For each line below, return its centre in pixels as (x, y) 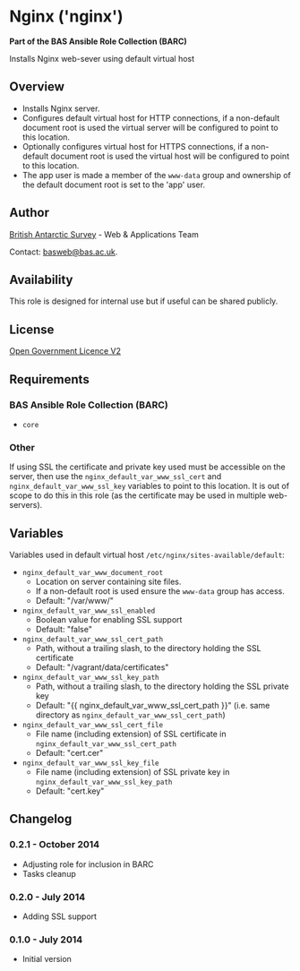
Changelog (41, 819)
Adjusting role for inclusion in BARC (88, 864)
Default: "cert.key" (70, 791)
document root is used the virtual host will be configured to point (170, 156)
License (32, 329)
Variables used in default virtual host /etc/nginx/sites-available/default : (147, 554)
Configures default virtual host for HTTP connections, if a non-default (151, 117)
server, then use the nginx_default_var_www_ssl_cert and (116, 477)
